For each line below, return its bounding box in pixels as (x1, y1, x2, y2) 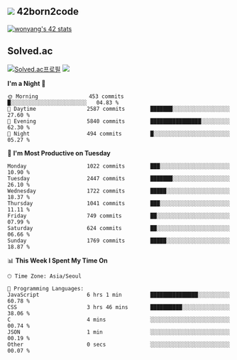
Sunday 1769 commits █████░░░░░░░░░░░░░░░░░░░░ (7, 237, 231, 244)
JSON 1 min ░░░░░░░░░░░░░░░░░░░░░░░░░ (7, 328, 231, 336)
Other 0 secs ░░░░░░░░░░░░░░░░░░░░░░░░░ (7, 341, 231, 348)
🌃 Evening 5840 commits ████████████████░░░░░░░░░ (7, 117, 231, 125)
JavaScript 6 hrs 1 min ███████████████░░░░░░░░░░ (7, 291, 231, 298)
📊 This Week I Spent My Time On (7, 256, 108, 265)
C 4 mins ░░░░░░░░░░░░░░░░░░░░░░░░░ (7, 316, 231, 323)
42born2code (16, 6, 79, 18)
